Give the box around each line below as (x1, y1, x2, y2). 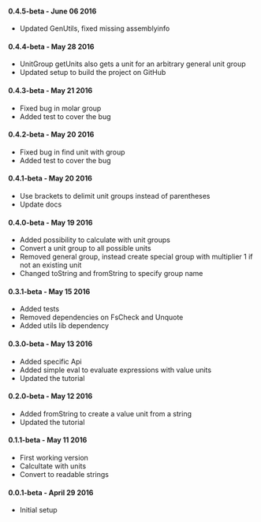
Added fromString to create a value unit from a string (19, 408, 192, 418)
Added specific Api (19, 356, 82, 366)
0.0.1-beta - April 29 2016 (8, 487, 94, 497)
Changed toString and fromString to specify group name (19, 269, 203, 278)
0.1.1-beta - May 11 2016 (8, 435, 88, 445)
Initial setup (19, 505, 58, 515)
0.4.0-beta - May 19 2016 (8, 218, 93, 227)
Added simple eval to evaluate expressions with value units (19, 365, 211, 375)
